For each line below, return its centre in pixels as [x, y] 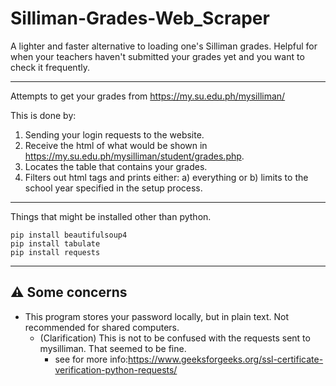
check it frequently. [50, 67]
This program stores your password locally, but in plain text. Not [157, 316]
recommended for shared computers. [102, 327]
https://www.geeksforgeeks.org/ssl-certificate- [226, 359]
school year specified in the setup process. [113, 188]
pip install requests [55, 252]
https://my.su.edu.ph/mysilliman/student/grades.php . [134, 156]
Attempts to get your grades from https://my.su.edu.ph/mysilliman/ [148, 96]
